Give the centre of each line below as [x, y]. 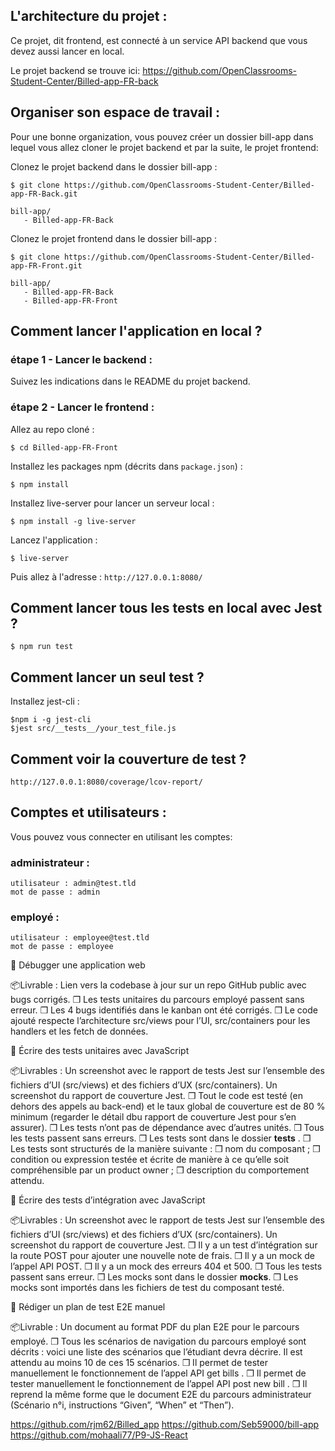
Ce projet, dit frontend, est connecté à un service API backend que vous [159, 40]
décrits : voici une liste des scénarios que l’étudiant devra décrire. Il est [156, 1352]
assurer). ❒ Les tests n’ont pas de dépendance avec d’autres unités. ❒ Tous [167, 1128]
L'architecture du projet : [89, 16]
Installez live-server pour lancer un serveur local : [112, 503]
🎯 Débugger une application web [78, 965]
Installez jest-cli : [45, 701]
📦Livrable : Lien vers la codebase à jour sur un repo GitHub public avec [158, 985]
